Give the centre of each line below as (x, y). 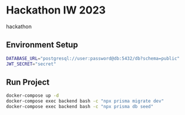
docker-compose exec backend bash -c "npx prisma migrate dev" (85, 101)
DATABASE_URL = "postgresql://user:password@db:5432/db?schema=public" (93, 58)
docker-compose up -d (33, 96)
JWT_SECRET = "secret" (31, 64)
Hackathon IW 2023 (56, 10)
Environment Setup (42, 45)
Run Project (28, 82)
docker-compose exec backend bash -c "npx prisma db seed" (80, 107)
